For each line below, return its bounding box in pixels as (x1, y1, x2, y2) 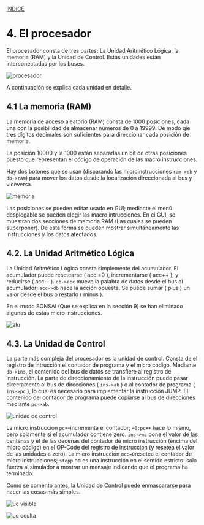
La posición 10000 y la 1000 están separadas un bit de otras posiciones (6, 149, 187, 156)
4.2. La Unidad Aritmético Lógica (6, 248, 135, 259)
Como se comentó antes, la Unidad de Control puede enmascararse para (6, 481, 191, 489)
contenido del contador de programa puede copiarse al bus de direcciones (6, 394, 196, 401)
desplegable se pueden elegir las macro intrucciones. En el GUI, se (6, 211, 176, 218)
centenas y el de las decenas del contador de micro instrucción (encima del (6, 437, 198, 445)
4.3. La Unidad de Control (6, 339, 105, 349)
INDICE (6, 6, 25, 12)
